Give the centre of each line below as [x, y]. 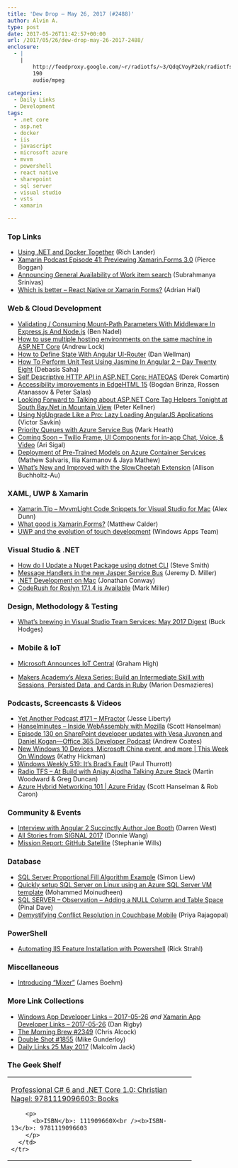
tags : [15, 113]
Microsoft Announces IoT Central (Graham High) [88, 663]
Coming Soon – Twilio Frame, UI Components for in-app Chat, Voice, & [120, 437]
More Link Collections [46, 1001]
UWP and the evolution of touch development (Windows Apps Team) [118, 531]
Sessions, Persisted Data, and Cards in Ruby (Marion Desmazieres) [115, 685]
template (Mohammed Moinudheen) [70, 892]
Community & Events [44, 813]
